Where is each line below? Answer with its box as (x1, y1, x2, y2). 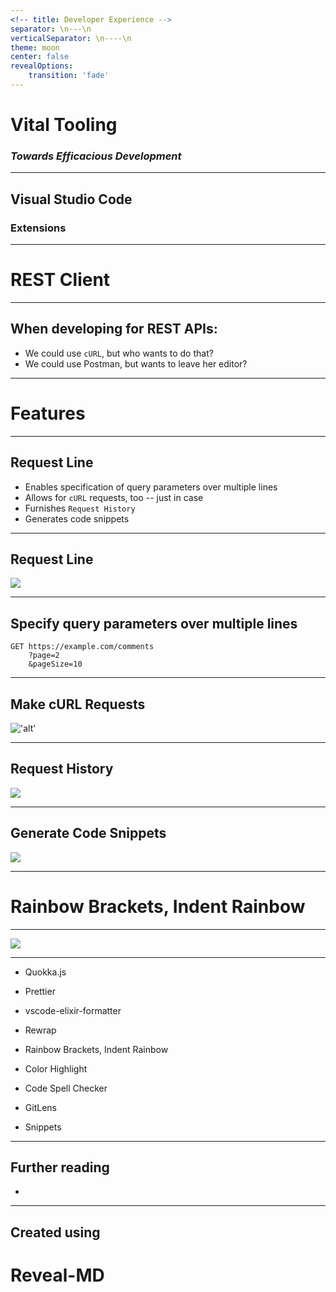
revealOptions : (10, 61, 74, 71)
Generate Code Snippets (10, 825, 167, 842)
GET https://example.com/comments (10, 642, 155, 652)
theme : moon (10, 42, 60, 53)
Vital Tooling (10, 114, 118, 136)
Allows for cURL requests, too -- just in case (24, 491, 204, 503)
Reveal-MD (10, 1264, 105, 1286)
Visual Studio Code (10, 191, 133, 208)
